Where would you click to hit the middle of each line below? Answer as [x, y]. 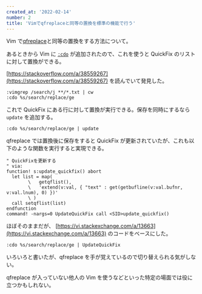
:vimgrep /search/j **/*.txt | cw [50, 92]
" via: [15, 166]
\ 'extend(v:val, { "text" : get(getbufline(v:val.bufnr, [106, 188]
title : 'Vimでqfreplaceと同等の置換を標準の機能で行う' [71, 23]
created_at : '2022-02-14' [39, 12]
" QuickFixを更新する [31, 161]
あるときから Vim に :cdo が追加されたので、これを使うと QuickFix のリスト [101, 54]
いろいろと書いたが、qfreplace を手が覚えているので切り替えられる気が [96, 257]
